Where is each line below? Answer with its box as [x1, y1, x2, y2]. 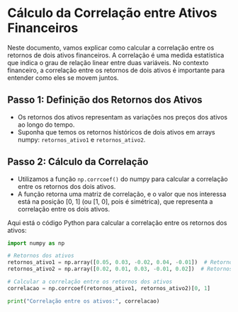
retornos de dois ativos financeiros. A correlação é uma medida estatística [7, 51, 225, 59]
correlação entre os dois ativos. [17, 204, 110, 213]
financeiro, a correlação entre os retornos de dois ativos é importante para [7, 66, 225, 74]
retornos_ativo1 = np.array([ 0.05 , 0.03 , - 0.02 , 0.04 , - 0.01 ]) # [7, 259, 208, 266]
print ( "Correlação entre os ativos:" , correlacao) [7, 297, 160, 305]
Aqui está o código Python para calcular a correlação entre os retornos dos [7, 218, 227, 227]
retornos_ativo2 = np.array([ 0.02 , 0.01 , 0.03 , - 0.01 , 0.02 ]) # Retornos [7, 265, 233, 273]
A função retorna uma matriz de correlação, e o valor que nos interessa [17, 190, 227, 198]
